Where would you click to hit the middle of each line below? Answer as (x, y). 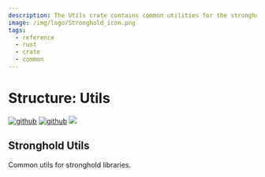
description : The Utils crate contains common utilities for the (118, 15)
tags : (17, 30)
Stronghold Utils (49, 146)
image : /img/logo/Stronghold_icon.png (72, 23)
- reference (35, 37)
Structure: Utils (59, 98)
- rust (26, 45)
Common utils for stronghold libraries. (70, 164)
